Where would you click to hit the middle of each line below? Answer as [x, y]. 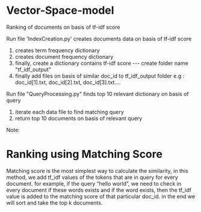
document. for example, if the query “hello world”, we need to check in [94, 183]
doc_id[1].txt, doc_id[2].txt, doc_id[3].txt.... [68, 82]
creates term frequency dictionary [57, 50]
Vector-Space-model [60, 11]
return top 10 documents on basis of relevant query [79, 118]
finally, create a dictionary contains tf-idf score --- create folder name [101, 63]
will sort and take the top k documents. [54, 202]
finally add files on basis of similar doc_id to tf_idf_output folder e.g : [100, 76]
